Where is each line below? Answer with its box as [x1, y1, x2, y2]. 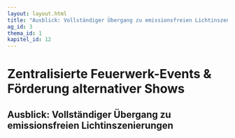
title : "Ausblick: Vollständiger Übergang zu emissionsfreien [7, 17, 192, 24]
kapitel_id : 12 [7, 36, 52, 43]
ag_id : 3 [7, 23, 33, 30]
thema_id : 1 [7, 29, 42, 37]
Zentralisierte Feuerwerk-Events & [7, 66, 212, 82]
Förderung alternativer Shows [7, 81, 185, 97]
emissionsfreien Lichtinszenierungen [7, 119, 173, 131]
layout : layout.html [7, 10, 68, 17]
